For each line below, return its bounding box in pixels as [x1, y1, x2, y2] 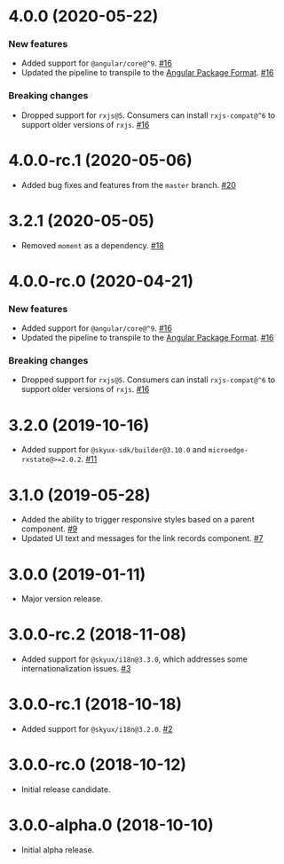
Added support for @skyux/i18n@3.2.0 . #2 [20, 724, 173, 734]
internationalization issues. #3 [20, 664, 131, 674]
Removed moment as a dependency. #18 [20, 240, 165, 250]
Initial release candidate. [20, 784, 111, 795]
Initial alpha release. [20, 844, 95, 855]
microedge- [208, 446, 249, 455]
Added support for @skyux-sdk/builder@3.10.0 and [20, 444, 207, 455]
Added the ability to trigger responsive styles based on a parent [20, 514, 255, 525]
